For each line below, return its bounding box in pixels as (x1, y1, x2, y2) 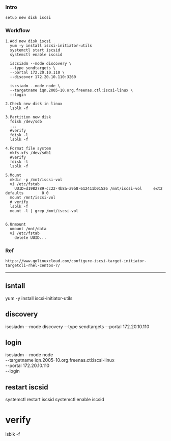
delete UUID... (14, 235, 47, 240)
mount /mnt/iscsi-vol (10, 195, 56, 200)
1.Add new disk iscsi (5, 38, 51, 44)
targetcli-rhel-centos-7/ (5, 263, 60, 268)
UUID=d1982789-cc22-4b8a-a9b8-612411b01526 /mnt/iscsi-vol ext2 (14, 186, 163, 191)
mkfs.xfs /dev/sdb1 (10, 150, 51, 155)
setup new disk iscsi (5, 15, 51, 20)
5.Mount (5, 173, 22, 178)
